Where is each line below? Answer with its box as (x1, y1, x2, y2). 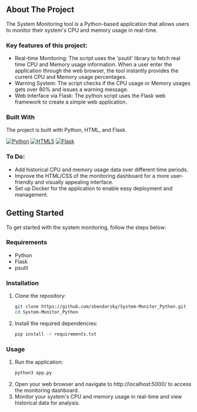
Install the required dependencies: (14, 320, 98, 327)
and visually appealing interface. (35, 178, 113, 185)
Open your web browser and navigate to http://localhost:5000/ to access (14, 380, 192, 387)
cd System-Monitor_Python (14, 309, 78, 315)
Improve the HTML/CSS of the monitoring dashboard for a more (14, 172, 169, 179)
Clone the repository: (14, 293, 66, 300)
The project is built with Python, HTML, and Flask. (6, 127, 127, 134)
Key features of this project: (6, 41, 88, 49)
